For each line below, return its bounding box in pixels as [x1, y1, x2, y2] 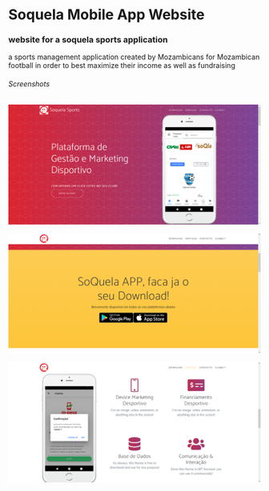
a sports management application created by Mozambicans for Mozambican [8, 52, 260, 62]
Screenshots [8, 79, 50, 89]
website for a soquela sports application [8, 34, 168, 46]
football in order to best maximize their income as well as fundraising [8, 61, 236, 70]
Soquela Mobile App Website [8, 6, 205, 24]
